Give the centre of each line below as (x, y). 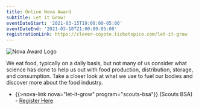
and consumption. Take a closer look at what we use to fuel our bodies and (99, 76)
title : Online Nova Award (39, 12)
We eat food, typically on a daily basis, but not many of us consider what (96, 63)
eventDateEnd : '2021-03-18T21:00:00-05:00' (62, 29)
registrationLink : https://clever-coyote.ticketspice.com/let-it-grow (97, 34)
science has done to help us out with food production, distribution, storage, (100, 70)
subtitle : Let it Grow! (36, 18)
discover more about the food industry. (55, 83)
